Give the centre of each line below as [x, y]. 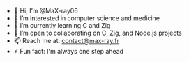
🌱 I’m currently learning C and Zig [62, 25]
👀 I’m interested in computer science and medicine [87, 18]
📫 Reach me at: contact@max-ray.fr [67, 41]
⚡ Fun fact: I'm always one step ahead [69, 51]
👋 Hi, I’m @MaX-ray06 [46, 11]
